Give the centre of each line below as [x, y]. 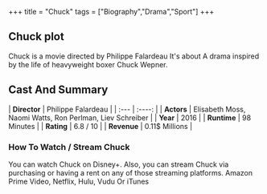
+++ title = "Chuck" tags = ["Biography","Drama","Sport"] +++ [111, 12]
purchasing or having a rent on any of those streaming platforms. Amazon [131, 172]
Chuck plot [36, 36]
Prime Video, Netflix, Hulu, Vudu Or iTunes [79, 181]
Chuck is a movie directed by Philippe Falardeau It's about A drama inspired [134, 56]
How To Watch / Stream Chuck [69, 147]
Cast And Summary [58, 90]
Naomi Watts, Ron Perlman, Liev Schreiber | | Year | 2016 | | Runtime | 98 [130, 117]
